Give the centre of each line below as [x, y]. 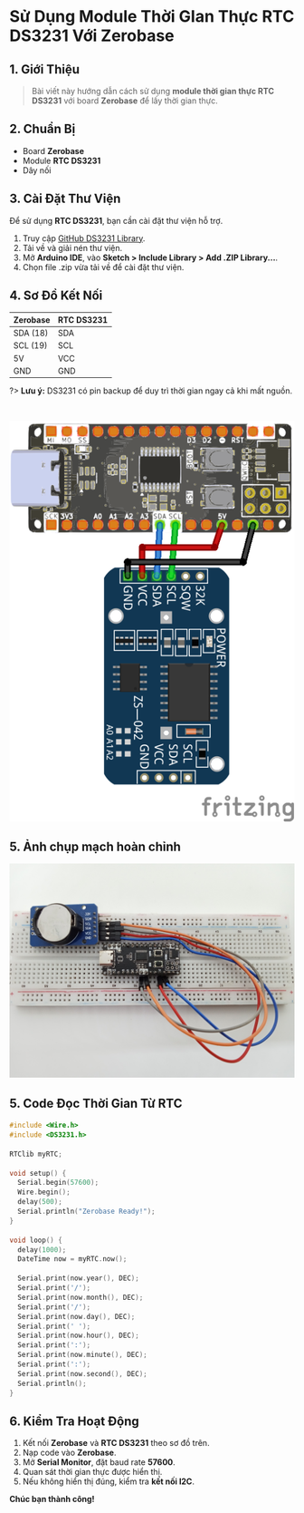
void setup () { [38, 1173]
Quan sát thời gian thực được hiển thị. [92, 1472]
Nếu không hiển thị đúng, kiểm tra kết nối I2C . [109, 1481]
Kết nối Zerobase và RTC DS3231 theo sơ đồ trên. [116, 1443]
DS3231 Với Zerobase [92, 36]
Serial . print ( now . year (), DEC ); [79, 1278]
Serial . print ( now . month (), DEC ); [81, 1297]
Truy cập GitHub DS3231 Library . [84, 238]
